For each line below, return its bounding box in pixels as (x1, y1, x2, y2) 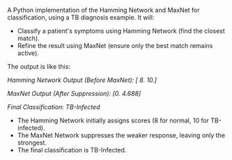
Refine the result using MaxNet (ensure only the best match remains (17, 42, 213, 49)
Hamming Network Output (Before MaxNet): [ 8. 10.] (7, 76, 157, 84)
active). (17, 49, 40, 57)
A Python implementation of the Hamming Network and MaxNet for (7, 6, 200, 14)
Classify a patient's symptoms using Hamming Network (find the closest (17, 27, 225, 35)
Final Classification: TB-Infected (7, 103, 100, 111)
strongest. (17, 138, 47, 147)
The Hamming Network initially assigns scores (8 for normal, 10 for (17, 116, 210, 125)
